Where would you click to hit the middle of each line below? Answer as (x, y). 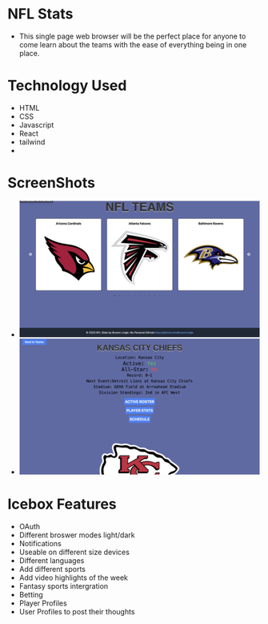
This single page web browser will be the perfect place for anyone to (132, 36)
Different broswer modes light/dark (77, 535)
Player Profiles (43, 603)
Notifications (40, 543)
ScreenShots (51, 183)
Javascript (36, 124)
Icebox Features (62, 504)
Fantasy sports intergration (64, 586)
